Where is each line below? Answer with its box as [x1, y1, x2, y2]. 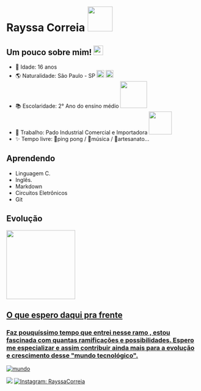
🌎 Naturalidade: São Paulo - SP [15, 72, 96, 79]
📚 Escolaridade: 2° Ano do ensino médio [15, 102, 119, 110]
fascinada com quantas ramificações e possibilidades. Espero [6, 336, 194, 344]
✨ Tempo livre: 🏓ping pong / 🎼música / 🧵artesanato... [15, 135, 150, 142]
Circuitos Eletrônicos [15, 189, 68, 196]
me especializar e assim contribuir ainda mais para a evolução [6, 343, 195, 352]
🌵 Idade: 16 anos [15, 63, 57, 70]
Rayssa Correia [6, 21, 86, 35]
